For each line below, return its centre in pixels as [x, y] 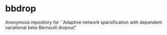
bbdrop [21, 9]
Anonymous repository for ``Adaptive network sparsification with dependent [84, 22]
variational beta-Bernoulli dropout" [41, 27]
